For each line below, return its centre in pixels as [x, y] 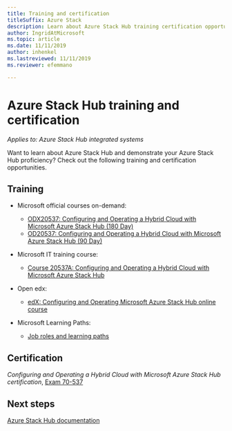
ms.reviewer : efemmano [40, 65]
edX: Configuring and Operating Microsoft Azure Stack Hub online [122, 302]
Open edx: [32, 288]
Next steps [31, 404]
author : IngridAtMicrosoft [46, 33]
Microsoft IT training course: [58, 255]
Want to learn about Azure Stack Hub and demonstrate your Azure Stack [110, 152]
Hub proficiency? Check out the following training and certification [102, 160]
